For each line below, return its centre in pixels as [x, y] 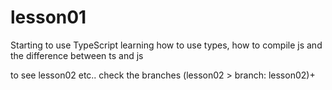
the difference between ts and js [77, 55]
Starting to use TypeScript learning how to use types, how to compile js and [166, 45]
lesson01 [48, 17]
